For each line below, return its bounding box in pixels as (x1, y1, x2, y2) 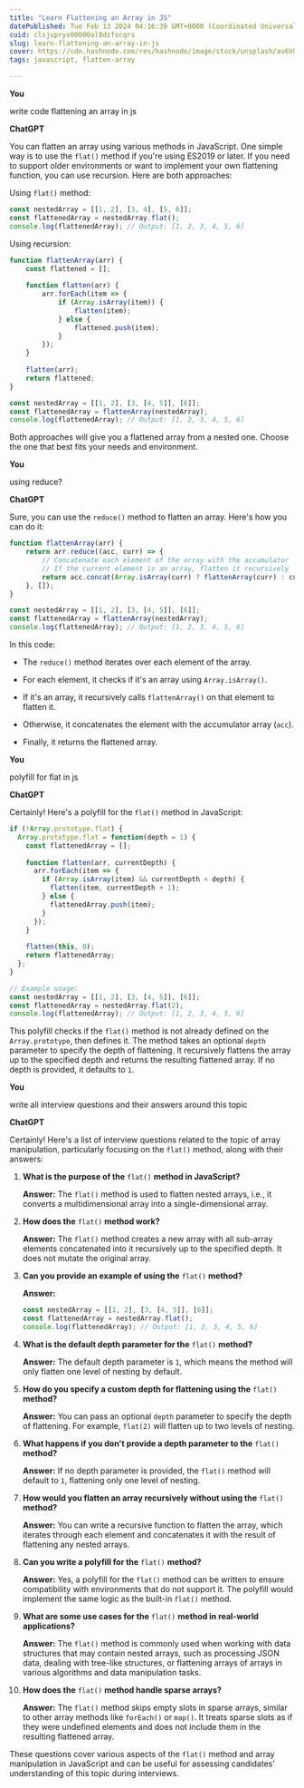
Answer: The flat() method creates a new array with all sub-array (22, 1234, 273, 1245)
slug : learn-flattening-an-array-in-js (9, 38, 160, 48)
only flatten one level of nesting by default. (22, 1365, 183, 1376)
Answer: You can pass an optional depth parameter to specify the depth (22, 1411, 292, 1422)
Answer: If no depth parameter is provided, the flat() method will (22, 1465, 271, 1476)
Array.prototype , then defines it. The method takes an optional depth (9, 1035, 267, 1046)
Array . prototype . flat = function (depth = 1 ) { (17, 832, 196, 841)
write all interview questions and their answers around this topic (9, 1099, 248, 1111)
